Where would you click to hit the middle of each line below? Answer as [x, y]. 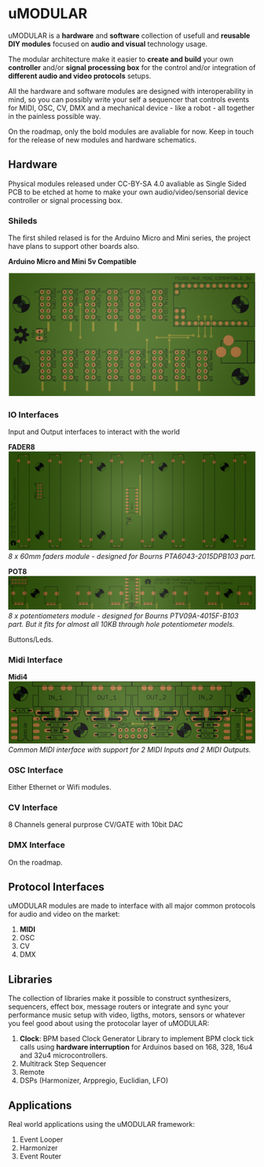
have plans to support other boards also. [74, 246]
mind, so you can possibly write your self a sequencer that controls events [129, 99]
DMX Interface [37, 845]
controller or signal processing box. [66, 200]
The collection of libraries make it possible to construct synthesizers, [120, 998]
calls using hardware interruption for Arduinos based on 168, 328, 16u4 [136, 1047]
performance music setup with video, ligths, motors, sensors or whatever [127, 1015]
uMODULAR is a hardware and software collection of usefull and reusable [129, 35]
